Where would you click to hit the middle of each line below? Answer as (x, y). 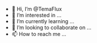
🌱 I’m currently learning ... (43, 21)
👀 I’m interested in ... (36, 15)
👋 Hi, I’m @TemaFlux (37, 9)
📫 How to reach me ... (39, 34)
